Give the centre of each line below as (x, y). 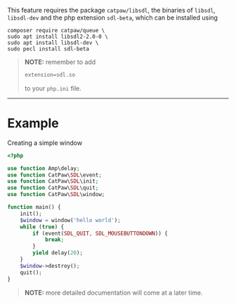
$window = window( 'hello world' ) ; (70, 220)
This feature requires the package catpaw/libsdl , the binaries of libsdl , (111, 10)
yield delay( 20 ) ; (58, 253)
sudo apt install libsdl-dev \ (53, 43)
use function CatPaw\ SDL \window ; (56, 195)
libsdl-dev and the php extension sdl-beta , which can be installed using (112, 18)
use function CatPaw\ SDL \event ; (54, 175)
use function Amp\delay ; (44, 168)
